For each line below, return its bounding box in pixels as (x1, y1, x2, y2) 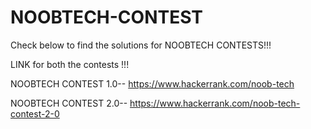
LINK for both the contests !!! (10, 58, 130, 70)
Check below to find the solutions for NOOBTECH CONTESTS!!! (10, 39, 272, 51)
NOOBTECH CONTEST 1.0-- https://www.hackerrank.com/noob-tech (10, 77, 295, 90)
